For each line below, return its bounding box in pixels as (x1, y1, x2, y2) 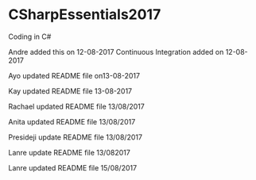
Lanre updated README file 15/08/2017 (8, 163, 138, 172)
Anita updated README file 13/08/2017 (8, 117, 136, 126)
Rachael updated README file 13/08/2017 (8, 101, 145, 111)
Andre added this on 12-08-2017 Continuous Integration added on (8, 47, 224, 56)
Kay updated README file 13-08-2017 (8, 86, 133, 96)
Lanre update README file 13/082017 (8, 147, 131, 157)
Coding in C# (8, 32, 52, 41)
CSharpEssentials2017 (8, 6, 161, 24)
